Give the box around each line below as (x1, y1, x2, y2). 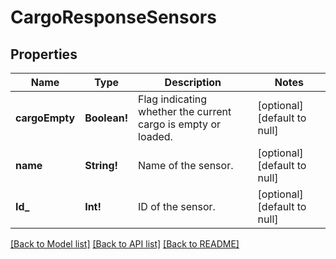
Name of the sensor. (138, 159, 234, 172)
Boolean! (84, 111, 129, 125)
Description (164, 76, 222, 89)
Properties (10, 46, 78, 63)
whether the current (138, 105, 232, 118)
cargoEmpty (15, 111, 76, 125)
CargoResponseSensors (10, 6, 217, 29)
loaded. (138, 130, 173, 143)
